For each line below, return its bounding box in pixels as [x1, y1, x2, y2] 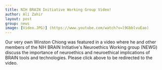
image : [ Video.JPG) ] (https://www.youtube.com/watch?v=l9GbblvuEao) [5, 26, 149, 31]
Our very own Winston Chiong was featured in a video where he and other [5, 39, 157, 45]
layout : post [5, 16, 32, 21]
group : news [5, 21, 30, 26]
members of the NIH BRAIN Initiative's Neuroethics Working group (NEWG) [5, 44, 158, 50]
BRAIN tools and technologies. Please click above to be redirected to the [5, 55, 153, 61]
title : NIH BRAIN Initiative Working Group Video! [5, 7, 112, 12]
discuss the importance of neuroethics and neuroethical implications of [5, 50, 150, 56]
